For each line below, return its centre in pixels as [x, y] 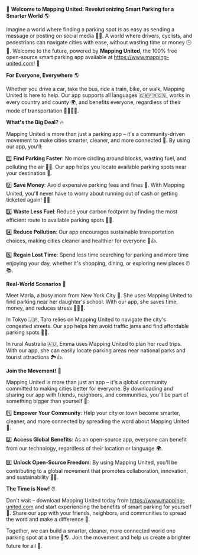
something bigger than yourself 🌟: [48, 401]
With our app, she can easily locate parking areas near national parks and [96, 350]
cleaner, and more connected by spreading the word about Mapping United [98, 421]
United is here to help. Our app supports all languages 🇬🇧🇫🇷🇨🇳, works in [98, 95]
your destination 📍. [29, 173]
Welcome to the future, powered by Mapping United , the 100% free [95, 51]
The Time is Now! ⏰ [31, 489]
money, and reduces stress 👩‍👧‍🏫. [46, 308]
